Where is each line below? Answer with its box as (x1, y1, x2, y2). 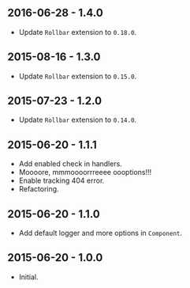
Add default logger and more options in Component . (18, 229, 183, 238)
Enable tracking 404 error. (18, 176, 105, 185)
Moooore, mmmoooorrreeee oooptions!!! (18, 168, 152, 177)
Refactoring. (18, 184, 60, 194)
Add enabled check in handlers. (18, 159, 123, 169)
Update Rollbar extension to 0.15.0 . (18, 71, 137, 81)
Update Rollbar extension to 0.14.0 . (18, 115, 137, 125)
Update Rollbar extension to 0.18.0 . (18, 27, 137, 36)
